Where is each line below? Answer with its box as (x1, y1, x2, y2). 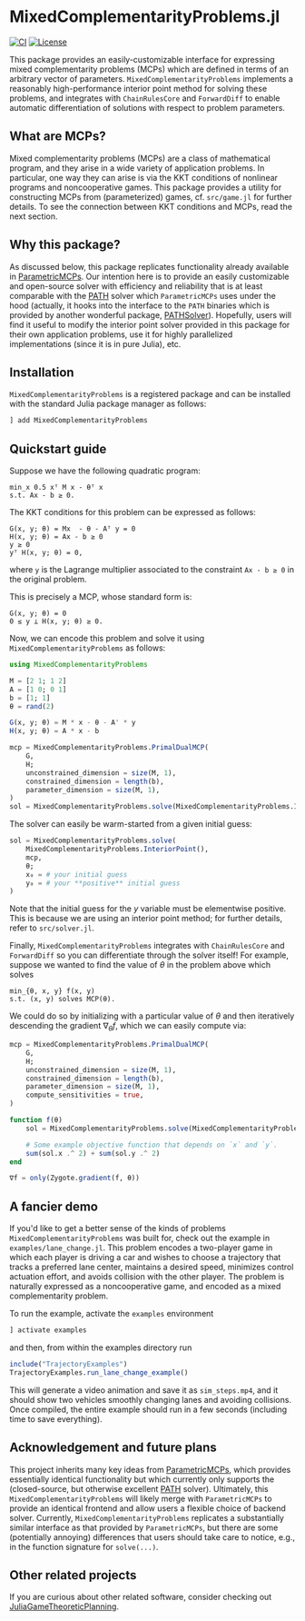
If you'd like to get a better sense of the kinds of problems (9, 1223, 227, 1234)
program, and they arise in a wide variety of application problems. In (9, 162, 265, 174)
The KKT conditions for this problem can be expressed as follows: (9, 507, 256, 518)
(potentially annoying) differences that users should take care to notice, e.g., (9, 1531, 296, 1542)
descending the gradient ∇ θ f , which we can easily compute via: (9, 1020, 247, 1033)
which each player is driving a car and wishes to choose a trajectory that (9, 1252, 281, 1263)
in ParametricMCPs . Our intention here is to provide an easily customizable (9, 271, 290, 282)
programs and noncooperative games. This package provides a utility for (9, 182, 282, 193)
